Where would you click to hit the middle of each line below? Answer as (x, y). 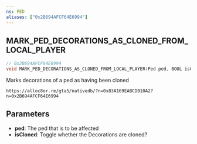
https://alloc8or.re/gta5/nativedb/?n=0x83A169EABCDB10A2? (80, 91)
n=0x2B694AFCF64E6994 (33, 96)
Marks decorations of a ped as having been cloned (67, 81)
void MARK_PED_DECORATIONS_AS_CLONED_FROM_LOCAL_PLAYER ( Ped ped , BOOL (94, 69)
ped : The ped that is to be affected (57, 128)
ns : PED (16, 11)
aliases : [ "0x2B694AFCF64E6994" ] (47, 17)
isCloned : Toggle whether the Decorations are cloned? (81, 134)
